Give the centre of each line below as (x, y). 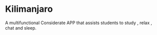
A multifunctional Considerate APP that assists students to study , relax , (78, 23)
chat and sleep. (21, 28)
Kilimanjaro (29, 9)
